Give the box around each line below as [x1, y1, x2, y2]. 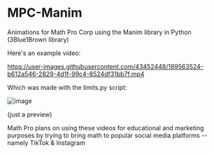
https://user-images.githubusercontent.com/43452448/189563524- [7, 62, 204, 70]
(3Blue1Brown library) [7, 35, 69, 43]
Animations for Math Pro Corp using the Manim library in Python [7, 28, 192, 36]
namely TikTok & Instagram [7, 138, 85, 147]
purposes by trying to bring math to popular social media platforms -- [7, 131, 208, 139]
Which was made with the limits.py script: [7, 83, 127, 91]
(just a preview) [7, 110, 52, 118]
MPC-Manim [7, 5, 83, 21]
